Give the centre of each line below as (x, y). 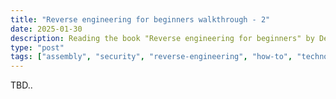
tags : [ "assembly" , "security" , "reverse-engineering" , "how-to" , (151, 57)
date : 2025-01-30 (46, 29)
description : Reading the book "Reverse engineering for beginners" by (162, 38)
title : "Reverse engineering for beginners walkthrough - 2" (140, 19)
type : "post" (37, 47)
